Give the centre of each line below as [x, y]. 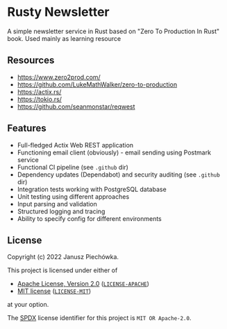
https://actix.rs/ [39, 91]
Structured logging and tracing [61, 211]
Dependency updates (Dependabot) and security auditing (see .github [118, 175]
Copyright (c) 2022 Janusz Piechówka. [63, 257]
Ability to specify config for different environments [89, 218]
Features [27, 128]
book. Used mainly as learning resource [64, 38]
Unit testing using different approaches [73, 196]
